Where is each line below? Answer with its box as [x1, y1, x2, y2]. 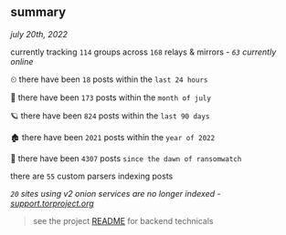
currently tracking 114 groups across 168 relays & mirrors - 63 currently [10, 46, 277, 57]
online [10, 56, 34, 66]
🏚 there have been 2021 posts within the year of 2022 [10, 131, 216, 142]
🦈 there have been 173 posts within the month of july [10, 92, 211, 103]
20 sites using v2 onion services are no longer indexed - [10, 188, 221, 199]
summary [10, 5, 67, 20]
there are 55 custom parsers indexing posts [10, 170, 174, 181]
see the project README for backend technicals [32, 215, 214, 226]
